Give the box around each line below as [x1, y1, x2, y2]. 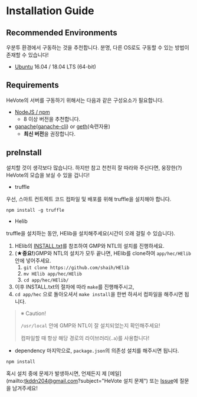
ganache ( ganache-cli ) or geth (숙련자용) [14, 123, 111, 130]
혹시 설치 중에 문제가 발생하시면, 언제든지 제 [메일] [6, 370, 122, 377]
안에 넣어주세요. [14, 257, 51, 264]
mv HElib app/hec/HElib [23, 271, 83, 277]
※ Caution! [20, 310, 46, 317]
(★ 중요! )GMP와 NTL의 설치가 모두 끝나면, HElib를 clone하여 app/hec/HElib [14, 250, 192, 257]
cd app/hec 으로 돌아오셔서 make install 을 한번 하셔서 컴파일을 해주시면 [14, 290, 183, 297]
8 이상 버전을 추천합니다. [23, 115, 81, 122]
